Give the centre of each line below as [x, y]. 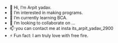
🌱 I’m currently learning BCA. [38, 18]
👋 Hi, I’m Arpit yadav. [30, 7]
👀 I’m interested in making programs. [46, 13]
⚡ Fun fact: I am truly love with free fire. [49, 36]
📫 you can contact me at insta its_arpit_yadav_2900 [61, 28]
